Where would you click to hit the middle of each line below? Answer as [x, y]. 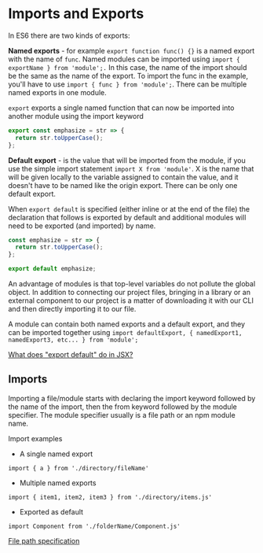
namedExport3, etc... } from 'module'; [73, 340]
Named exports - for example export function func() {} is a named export [131, 50]
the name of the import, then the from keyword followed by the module [122, 407]
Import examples [35, 438]
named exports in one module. [58, 92]
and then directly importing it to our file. [72, 309]
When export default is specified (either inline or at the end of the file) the [129, 208]
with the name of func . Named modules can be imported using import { [124, 59]
